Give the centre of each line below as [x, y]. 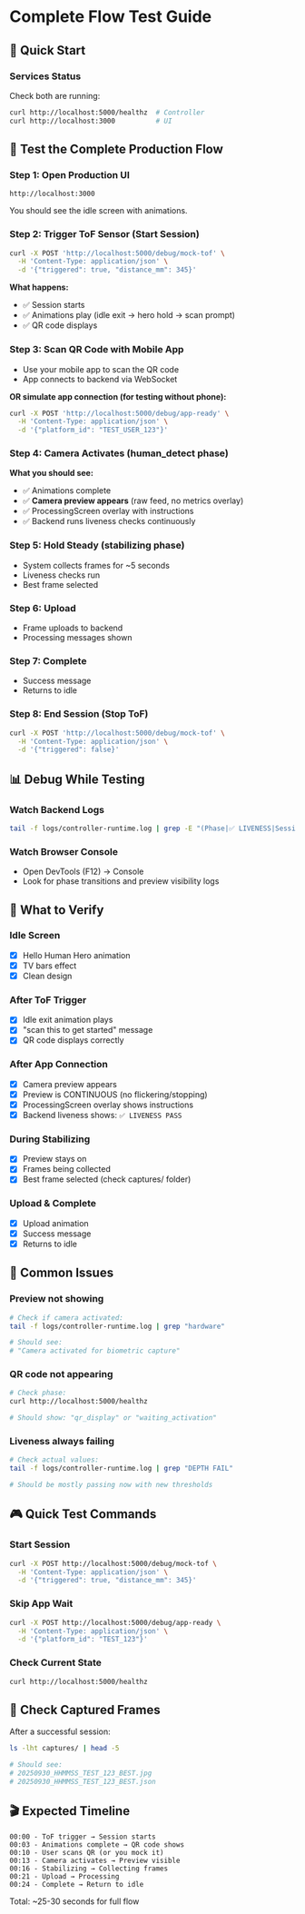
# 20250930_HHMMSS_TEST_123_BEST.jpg [81, 1773]
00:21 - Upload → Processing [64, 1876]
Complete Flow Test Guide [111, 17]
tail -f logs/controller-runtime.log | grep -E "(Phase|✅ [122, 828]
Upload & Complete [53, 1204]
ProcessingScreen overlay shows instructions [108, 1105]
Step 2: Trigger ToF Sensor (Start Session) [104, 234]
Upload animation [55, 1223]
